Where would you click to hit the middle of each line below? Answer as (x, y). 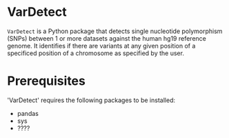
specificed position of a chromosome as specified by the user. (96, 53)
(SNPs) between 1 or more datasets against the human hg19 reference (107, 38)
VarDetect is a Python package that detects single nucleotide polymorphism (115, 31)
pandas (28, 113)
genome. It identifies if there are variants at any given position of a (101, 46)
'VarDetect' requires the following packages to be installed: (91, 100)
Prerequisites (47, 81)
